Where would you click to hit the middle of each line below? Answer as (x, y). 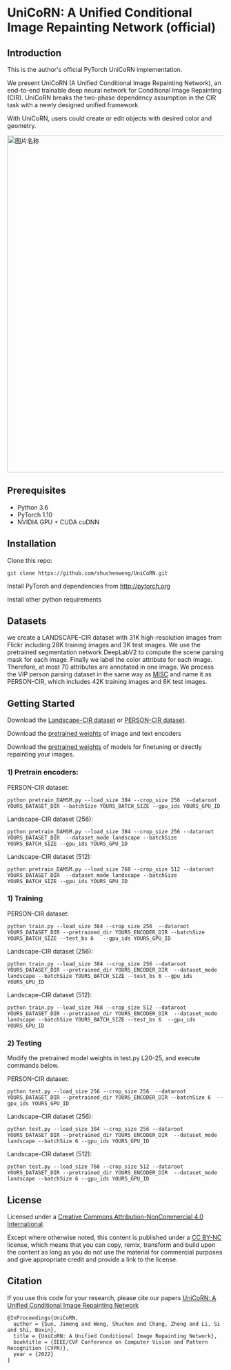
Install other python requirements (54, 599)
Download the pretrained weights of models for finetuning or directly (104, 747)
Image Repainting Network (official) (111, 27)
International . (26, 1224)
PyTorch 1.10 (35, 515)
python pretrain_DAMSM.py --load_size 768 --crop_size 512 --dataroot (111, 869)
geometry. (22, 126)
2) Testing (24, 1043)
